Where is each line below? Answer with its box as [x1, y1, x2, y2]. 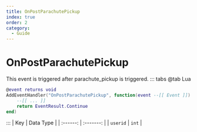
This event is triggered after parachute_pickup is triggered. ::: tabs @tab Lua [6, 75, 191, 82]
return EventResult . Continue [16, 103, 88, 109]
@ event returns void [6, 87, 57, 93]
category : [6, 25, 31, 31]
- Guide [11, 31, 31, 37]
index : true [6, 14, 35, 20]
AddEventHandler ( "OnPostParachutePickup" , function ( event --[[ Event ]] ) [6, 92, 191, 98]
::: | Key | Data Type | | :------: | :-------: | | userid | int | [6, 119, 142, 127]
